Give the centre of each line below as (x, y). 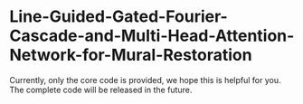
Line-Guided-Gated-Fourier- (118, 17)
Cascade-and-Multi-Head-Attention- (152, 36)
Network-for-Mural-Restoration (131, 55)
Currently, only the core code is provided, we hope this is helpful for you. (146, 80)
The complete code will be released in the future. (101, 90)
